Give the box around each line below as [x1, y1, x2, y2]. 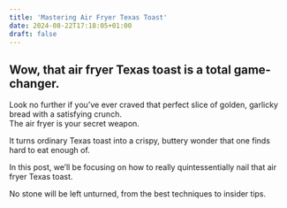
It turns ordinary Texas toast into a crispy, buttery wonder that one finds [9, 135, 271, 146]
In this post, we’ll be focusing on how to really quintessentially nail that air [9, 162, 277, 173]
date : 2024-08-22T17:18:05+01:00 [9, 21, 132, 30]
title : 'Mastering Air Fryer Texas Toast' [9, 12, 168, 22]
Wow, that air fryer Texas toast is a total [9, 62, 231, 77]
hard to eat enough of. [9, 145, 90, 156]
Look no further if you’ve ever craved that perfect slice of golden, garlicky [9, 99, 278, 111]
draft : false [9, 29, 57, 38]
